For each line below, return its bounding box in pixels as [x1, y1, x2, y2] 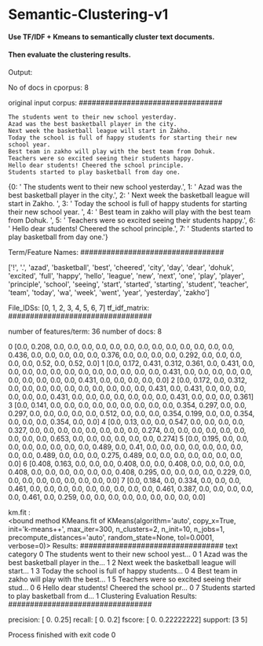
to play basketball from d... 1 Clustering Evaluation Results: [8, 591, 198, 600]
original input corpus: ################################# [8, 98, 223, 107]
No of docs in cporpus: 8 [8, 83, 89, 92]
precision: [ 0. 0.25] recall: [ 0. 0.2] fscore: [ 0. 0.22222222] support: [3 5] [8, 615, 248, 624]
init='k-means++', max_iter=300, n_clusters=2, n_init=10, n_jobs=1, [8, 524, 225, 533]
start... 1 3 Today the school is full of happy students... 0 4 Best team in [8, 566, 238, 575]
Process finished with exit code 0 [8, 629, 116, 639]
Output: [8, 67, 33, 76]
